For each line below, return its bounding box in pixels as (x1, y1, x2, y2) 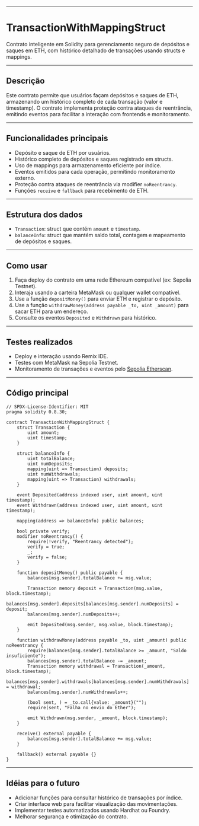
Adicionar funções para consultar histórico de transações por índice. (14, 794, 183, 801)
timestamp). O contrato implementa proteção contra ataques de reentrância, (6, 104, 192, 111)
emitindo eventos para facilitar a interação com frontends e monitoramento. (6, 110, 191, 117)
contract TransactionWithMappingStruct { (6, 419, 110, 425)
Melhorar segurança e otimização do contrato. (14, 813, 129, 820)
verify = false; (27, 554, 68, 560)
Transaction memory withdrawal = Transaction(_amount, (27, 663, 166, 669)
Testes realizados (6, 337, 73, 347)
